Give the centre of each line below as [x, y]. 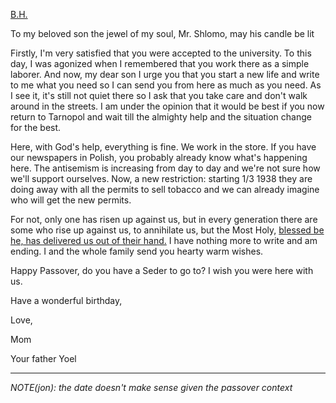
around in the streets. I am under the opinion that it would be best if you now [167, 106]
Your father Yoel [43, 358]
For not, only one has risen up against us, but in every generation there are [164, 219]
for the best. [36, 127]
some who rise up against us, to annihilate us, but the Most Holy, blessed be [167, 230]
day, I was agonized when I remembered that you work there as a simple [160, 63]
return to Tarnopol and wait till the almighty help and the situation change [161, 117]
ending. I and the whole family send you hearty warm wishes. [137, 251]
